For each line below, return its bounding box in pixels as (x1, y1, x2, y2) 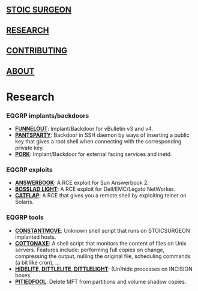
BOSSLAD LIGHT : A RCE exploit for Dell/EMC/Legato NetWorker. (14, 185, 175, 193)
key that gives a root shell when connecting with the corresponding (14, 138, 182, 145)
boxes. (14, 271, 32, 278)
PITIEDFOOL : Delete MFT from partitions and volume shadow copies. (14, 278, 187, 285)
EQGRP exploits (6, 165, 53, 173)
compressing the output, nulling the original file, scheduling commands (14, 252, 191, 260)
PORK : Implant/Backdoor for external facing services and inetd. (14, 151, 172, 158)
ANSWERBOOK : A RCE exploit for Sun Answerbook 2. (14, 179, 149, 187)
